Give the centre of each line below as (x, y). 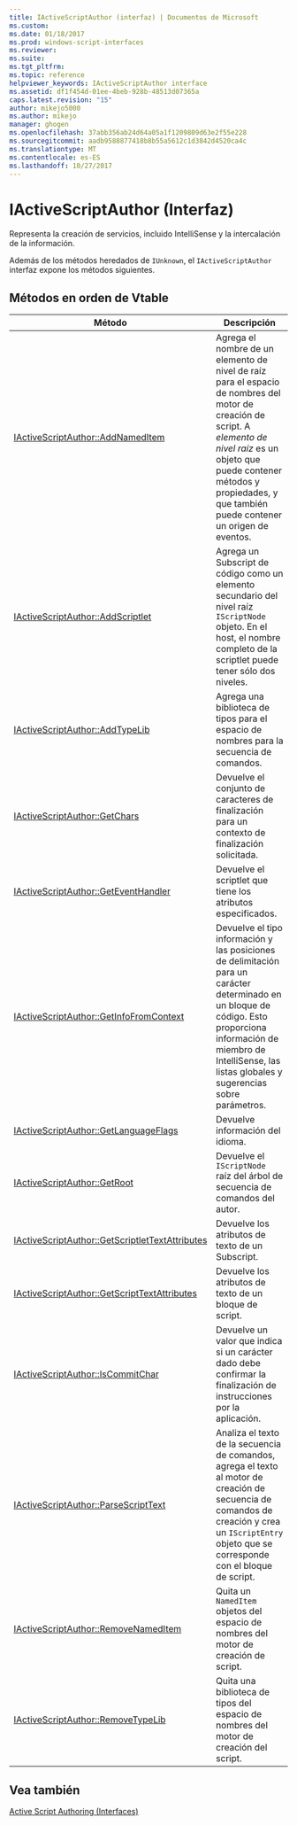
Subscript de (243, 563)
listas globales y (249, 1072)
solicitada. (237, 855)
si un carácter (244, 1352)
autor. (228, 1209)
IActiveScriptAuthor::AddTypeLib (82, 730)
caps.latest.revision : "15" (61, 100)
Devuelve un (242, 1330)
